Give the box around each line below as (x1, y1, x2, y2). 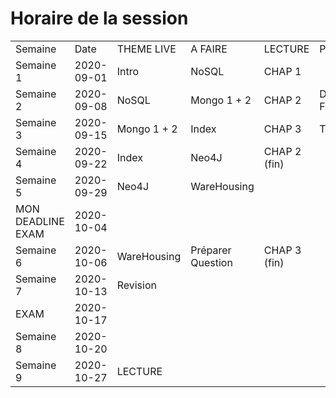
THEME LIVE (116, 42, 177, 56)
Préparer (190, 243, 232, 257)
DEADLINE (15, 214, 65, 228)
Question (190, 255, 233, 269)
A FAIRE (190, 42, 228, 56)
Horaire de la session (10, 7, 189, 30)
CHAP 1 (263, 64, 302, 78)
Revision (116, 278, 157, 292)
